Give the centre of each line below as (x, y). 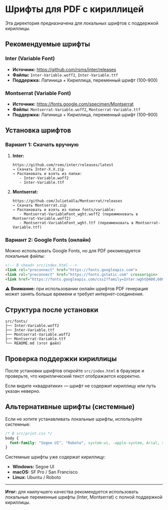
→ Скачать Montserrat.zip (39, 205)
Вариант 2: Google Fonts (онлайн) (48, 240)
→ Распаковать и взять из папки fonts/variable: (64, 210)
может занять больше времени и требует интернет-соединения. (74, 294)
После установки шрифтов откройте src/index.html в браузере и (75, 371)
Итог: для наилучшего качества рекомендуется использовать (72, 492)
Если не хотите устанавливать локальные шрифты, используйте (74, 419)
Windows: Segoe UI (33, 467)
